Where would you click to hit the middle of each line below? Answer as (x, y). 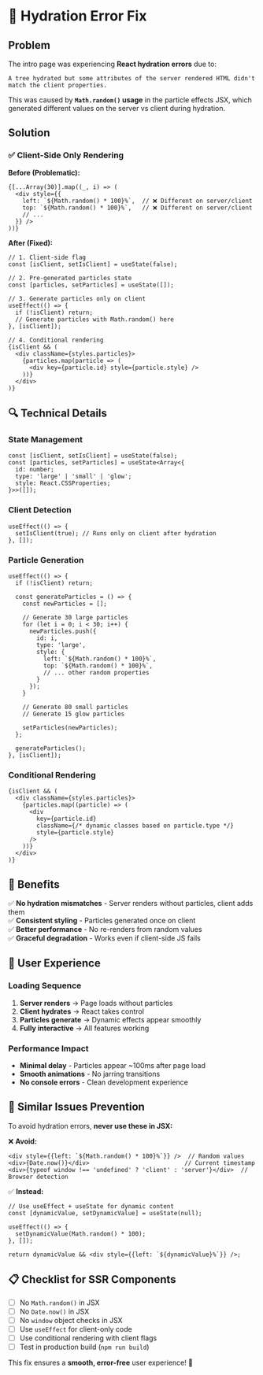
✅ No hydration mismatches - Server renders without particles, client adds (131, 904)
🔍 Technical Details (58, 414)
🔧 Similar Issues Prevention (77, 1107)
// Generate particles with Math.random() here (95, 319)
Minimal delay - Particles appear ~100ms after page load (113, 1066)
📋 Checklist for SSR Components (92, 1279)
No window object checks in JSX (71, 1320)
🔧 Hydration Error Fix (78, 16)
